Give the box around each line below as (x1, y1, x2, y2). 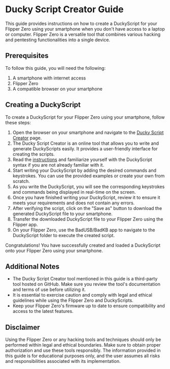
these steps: (5, 119, 31, 125)
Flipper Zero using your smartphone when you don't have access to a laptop (5, 25, 165, 32)
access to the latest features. (12, 308, 74, 314)
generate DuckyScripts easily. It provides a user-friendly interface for (12, 145, 158, 151)
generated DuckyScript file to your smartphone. (12, 210, 113, 217)
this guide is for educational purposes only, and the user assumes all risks (5, 353, 160, 359)
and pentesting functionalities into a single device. (5, 37, 111, 43)
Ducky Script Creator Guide (5, 4, 124, 15)
